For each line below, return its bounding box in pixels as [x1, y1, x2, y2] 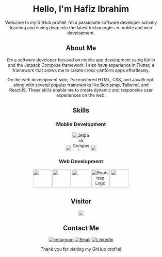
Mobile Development [56, 121, 106, 128]
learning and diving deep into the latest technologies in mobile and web [10, 24, 152, 30]
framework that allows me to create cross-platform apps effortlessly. [12, 67, 150, 73]
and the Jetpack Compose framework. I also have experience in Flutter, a [8, 62, 154, 68]
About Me [65, 44, 97, 52]
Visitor [70, 197, 92, 205]
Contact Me [63, 224, 99, 232]
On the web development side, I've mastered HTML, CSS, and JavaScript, [7, 76, 155, 82]
